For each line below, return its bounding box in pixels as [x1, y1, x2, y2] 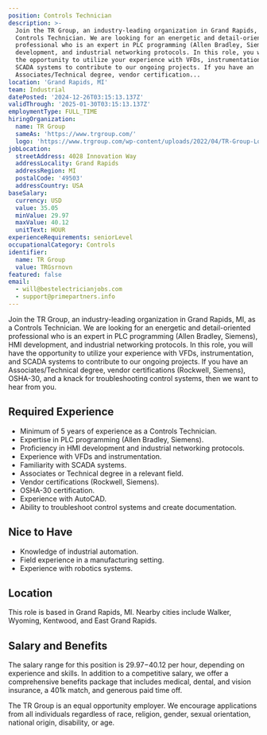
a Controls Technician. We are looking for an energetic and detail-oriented [8, 323, 251, 332]
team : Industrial [8, 85, 66, 94]
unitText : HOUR [15, 226, 66, 235]
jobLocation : [8, 145, 52, 153]
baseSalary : [8, 189, 48, 197]
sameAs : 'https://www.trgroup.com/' [15, 130, 137, 138]
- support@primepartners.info [15, 293, 115, 301]
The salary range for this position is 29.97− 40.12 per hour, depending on [8, 660, 245, 670]
